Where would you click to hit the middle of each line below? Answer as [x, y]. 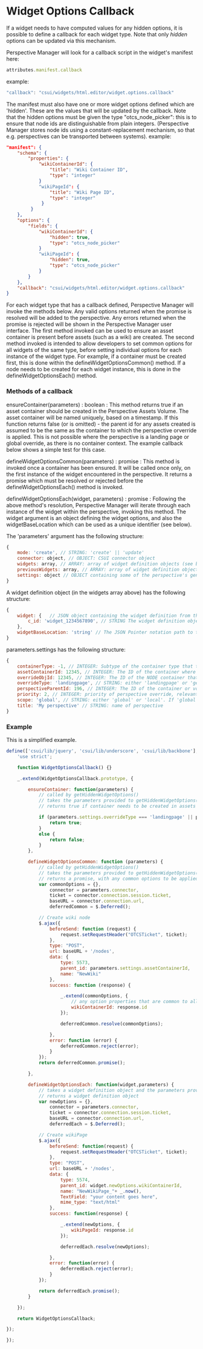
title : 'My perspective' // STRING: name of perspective [90, 706]
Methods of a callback [40, 391]
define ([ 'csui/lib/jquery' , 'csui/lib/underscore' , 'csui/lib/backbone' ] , [102, 751]
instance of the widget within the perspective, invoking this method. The [96, 512]
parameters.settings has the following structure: [66, 649]
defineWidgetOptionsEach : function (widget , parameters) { [101, 1084]
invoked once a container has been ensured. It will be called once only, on [98, 467]
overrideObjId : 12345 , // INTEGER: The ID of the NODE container [101, 678]
